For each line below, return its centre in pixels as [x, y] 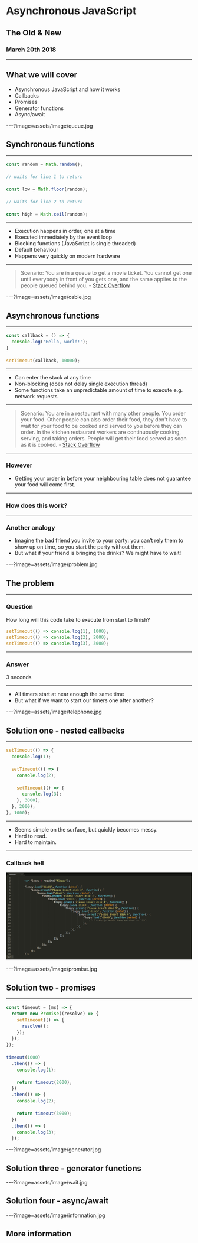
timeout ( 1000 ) [24, 1057]
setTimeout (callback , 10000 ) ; [43, 361]
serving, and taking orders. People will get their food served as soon [103, 438]
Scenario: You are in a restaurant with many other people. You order [103, 413]
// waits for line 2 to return [44, 202]
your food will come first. [45, 484]
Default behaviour [37, 250]
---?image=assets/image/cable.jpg [49, 297]
